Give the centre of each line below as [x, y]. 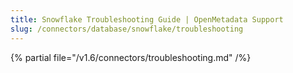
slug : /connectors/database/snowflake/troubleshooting [127, 29]
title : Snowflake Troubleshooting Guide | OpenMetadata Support [147, 19]
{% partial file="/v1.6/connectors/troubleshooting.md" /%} [131, 57]
